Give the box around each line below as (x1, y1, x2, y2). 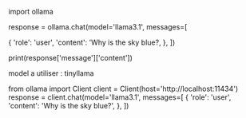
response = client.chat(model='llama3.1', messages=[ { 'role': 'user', (8, 92, 232, 102)
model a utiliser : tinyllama (8, 69, 94, 78)
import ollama (8, 7, 54, 16)
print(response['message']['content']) (8, 53, 133, 62)
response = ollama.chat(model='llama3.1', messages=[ (8, 22, 188, 31)
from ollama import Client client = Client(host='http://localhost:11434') (8, 84, 239, 93)
